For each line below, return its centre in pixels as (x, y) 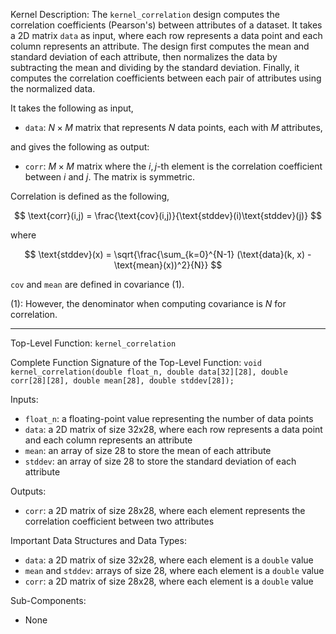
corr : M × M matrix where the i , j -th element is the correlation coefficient (173, 166)
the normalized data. (53, 88)
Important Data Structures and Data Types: (98, 540)
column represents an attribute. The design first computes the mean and (160, 46)
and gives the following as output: (80, 147)
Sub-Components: (48, 600)
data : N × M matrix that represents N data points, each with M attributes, (173, 127)
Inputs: (24, 399)
